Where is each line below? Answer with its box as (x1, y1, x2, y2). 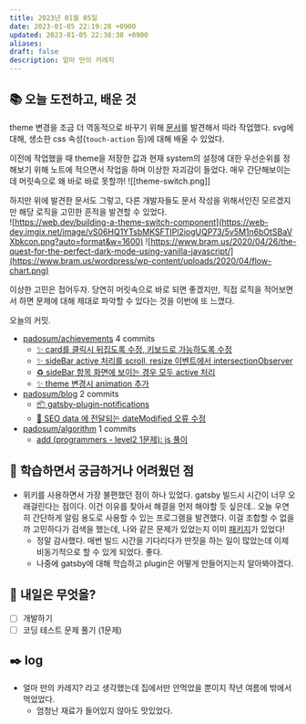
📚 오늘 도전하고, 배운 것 (9, 92, 137, 108)
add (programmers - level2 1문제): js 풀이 (36, 434, 189, 445)
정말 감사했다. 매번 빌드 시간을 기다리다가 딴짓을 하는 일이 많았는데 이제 (36, 535, 290, 546)
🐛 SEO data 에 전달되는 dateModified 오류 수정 (36, 413, 207, 424)
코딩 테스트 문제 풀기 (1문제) (22, 624, 123, 635)
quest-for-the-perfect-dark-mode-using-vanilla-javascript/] (9, 246, 234, 257)
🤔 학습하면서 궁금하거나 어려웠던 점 (9, 463, 194, 479)
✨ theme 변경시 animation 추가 (36, 378, 149, 389)
